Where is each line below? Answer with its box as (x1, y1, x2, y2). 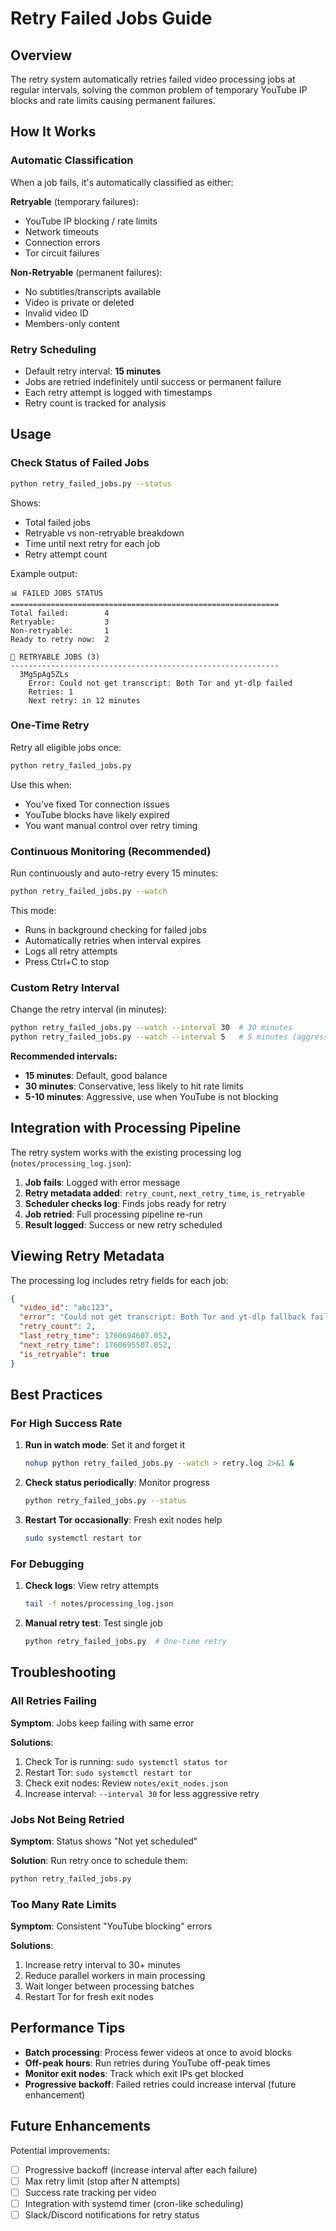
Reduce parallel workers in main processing (24, 1970, 206, 1982)
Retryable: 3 (10, 617, 110, 627)
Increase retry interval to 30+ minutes (24, 1959, 181, 1971)
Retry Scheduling (10, 342, 97, 356)
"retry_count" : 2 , (19, 1322, 97, 1332)
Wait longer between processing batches (24, 1980, 195, 1992)
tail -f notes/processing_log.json (24, 1599, 174, 1609)
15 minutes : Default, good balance (24, 1069, 168, 1081)
